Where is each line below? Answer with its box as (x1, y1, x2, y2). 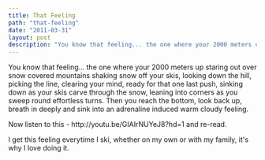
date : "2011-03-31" (8, 26, 73, 34)
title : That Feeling (8, 11, 77, 20)
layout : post (8, 33, 51, 42)
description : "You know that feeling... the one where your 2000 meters (8, 41, 252, 49)
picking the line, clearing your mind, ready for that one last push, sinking (8, 80, 243, 89)
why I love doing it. (8, 143, 69, 153)
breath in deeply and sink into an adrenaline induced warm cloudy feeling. (8, 104, 249, 114)
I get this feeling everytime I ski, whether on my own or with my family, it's (8, 135, 249, 144)
